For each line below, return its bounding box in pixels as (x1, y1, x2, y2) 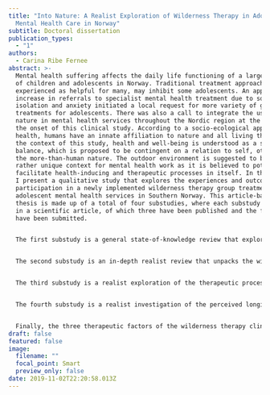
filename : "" (15, 352, 59, 360)
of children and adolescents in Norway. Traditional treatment (15, 79, 231, 87)
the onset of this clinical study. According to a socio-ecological (15, 124, 250, 132)
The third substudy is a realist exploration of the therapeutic (15, 279, 239, 287)
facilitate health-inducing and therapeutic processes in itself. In (15, 169, 253, 177)
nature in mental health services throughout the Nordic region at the (15, 117, 261, 125)
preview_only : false (15, 368, 84, 376)
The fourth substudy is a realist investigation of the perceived (15, 301, 243, 309)
